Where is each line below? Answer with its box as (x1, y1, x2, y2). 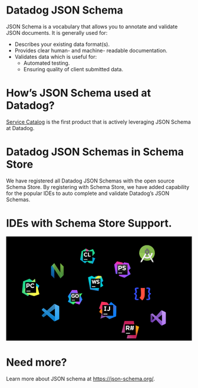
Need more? (6, 356, 67, 369)
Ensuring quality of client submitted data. (23, 65, 124, 72)
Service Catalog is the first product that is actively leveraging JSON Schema (6, 118, 192, 125)
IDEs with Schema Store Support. (6, 217, 172, 230)
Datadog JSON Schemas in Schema (6, 145, 184, 159)
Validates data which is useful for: (14, 53, 97, 60)
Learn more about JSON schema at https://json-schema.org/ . (6, 375, 155, 383)
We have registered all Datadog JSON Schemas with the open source (6, 177, 175, 184)
